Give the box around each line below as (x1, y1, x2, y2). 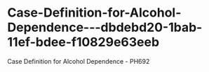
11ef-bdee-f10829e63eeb (7, 35, 160, 50)
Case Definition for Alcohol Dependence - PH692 (7, 57, 150, 65)
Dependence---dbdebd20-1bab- (7, 19, 203, 35)
